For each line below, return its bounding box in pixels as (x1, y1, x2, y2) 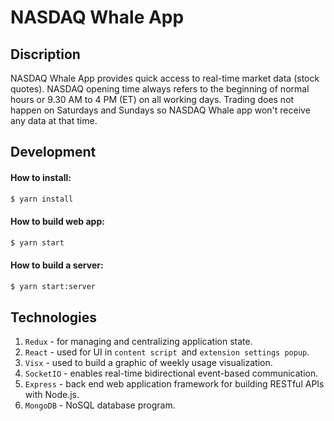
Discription (10, 46, 81, 63)
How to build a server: (10, 259, 104, 271)
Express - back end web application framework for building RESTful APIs (24, 378, 325, 390)
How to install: (10, 171, 72, 183)
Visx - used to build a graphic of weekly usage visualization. (24, 357, 273, 369)
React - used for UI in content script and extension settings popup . (24, 346, 310, 358)
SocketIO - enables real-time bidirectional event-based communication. (24, 367, 319, 380)
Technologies (10, 309, 98, 326)
